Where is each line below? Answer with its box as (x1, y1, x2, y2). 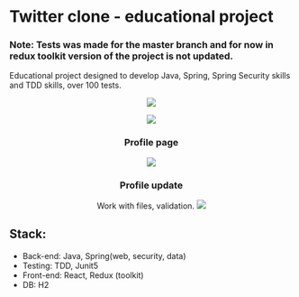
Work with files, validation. (96, 200, 195, 211)
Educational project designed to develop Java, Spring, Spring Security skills (9, 70, 291, 81)
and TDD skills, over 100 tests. (9, 79, 122, 91)
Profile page (123, 136, 179, 149)
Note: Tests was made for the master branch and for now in (9, 39, 275, 51)
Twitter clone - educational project (9, 6, 274, 27)
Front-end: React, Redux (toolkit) (22, 269, 144, 281)
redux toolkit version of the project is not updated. (9, 50, 234, 62)
